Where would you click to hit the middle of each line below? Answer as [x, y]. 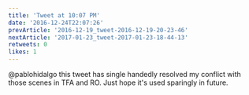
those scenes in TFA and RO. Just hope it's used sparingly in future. [118, 82]
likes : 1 [22, 52]
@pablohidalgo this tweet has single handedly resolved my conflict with [125, 74]
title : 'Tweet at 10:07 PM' [54, 15]
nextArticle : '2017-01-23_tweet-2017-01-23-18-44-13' [98, 37]
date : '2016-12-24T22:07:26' [56, 23]
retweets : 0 [28, 45]
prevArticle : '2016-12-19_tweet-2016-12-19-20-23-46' [98, 30]
